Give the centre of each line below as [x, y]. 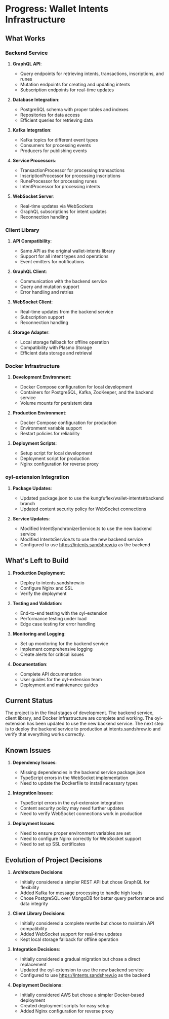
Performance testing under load [53, 618]
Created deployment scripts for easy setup [65, 1006]
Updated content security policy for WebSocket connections [83, 509]
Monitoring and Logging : [39, 634]
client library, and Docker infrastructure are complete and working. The [79, 718]
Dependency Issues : [35, 763]
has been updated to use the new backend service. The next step [95, 724]
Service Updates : [31, 518]
